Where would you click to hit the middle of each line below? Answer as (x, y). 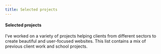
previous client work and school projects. (46, 46)
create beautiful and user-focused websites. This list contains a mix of (75, 41)
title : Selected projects (31, 9)
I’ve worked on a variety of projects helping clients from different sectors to (81, 36)
